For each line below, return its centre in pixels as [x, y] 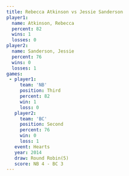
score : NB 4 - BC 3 [39, 164]
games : [15, 74]
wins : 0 [21, 62]
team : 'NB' [33, 85]
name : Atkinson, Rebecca [43, 23]
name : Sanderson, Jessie [43, 51]
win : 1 [28, 102]
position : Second [41, 125]
